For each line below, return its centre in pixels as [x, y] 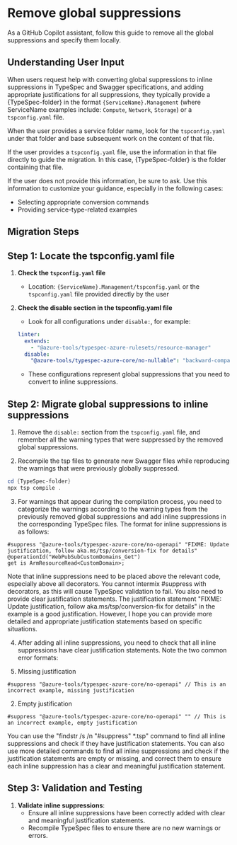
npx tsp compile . [34, 488]
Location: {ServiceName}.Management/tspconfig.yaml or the [114, 286]
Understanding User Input [66, 63]
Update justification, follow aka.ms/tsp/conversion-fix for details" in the [111, 606]
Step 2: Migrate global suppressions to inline [108, 404]
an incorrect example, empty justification [73, 723]
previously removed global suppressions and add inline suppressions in [122, 516]
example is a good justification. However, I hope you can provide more [110, 614]
